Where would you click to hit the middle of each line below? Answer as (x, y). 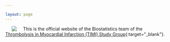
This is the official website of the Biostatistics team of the (83, 29)
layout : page (19, 14)
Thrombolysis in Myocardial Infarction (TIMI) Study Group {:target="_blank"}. (85, 34)
